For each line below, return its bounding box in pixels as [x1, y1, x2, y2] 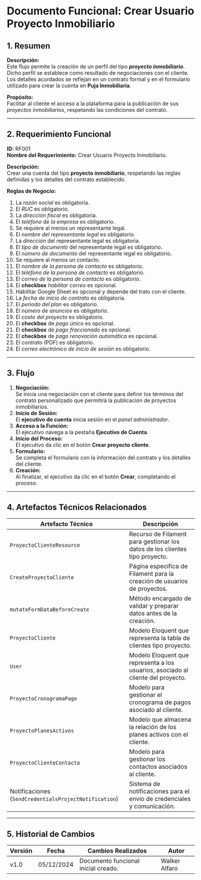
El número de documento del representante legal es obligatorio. [15, 249, 172, 257]
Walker [160, 857, 181, 865]
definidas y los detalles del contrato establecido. [7, 175, 126, 183]
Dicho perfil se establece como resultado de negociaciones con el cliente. [7, 69, 189, 76]
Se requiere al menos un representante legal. [15, 224, 126, 232]
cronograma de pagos [128, 698, 191, 707]
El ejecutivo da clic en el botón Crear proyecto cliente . [15, 441, 151, 448]
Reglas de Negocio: [7, 187, 56, 194]
